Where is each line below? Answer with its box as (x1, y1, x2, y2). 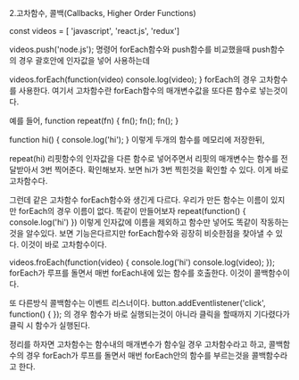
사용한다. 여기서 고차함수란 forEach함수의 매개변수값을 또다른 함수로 (18, 86, 257, 95)
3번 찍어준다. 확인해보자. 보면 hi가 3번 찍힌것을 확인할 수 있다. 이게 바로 (39, 164, 289, 175)
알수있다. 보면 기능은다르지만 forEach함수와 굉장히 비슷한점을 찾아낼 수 (25, 228, 274, 238)
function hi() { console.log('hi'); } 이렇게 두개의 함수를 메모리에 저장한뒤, (9, 135, 265, 145)
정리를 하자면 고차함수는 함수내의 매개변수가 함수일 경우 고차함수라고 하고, (9, 339, 267, 350)
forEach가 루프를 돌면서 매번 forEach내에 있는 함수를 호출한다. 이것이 (9, 268, 253, 278)
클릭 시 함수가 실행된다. (9, 320, 91, 330)
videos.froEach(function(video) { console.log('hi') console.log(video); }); (9, 257, 275, 268)
